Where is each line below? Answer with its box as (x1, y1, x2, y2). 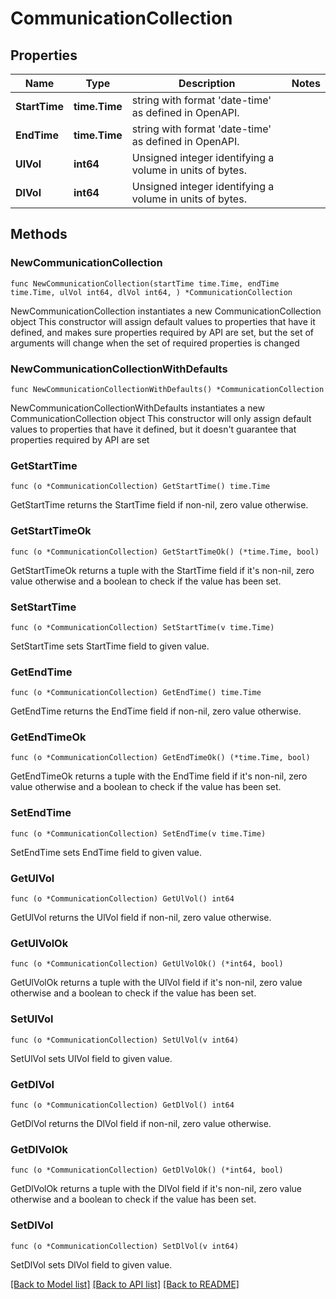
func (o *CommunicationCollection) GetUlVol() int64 (10, 894, 235, 904)
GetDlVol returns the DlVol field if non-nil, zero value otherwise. (10, 1117, 272, 1129)
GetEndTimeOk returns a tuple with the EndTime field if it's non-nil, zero (10, 770, 308, 782)
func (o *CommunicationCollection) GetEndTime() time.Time (10, 688, 262, 698)
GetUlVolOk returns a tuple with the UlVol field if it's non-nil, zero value (10, 977, 303, 989)
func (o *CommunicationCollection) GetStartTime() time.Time (10, 482, 271, 492)
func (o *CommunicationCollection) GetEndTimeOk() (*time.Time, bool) (10, 753, 311, 763)
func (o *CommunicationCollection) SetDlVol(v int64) (10, 1241, 240, 1251)
